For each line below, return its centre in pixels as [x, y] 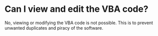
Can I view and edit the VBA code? [77, 9]
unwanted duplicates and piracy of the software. [54, 28]
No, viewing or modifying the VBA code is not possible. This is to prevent [79, 23]
